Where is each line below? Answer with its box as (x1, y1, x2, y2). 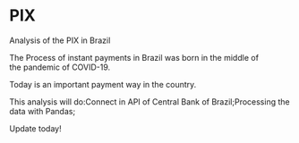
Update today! (9, 122, 62, 134)
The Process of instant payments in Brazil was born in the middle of (9, 52, 260, 63)
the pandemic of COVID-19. (9, 62, 111, 72)
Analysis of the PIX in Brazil (9, 35, 111, 46)
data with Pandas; (9, 105, 76, 116)
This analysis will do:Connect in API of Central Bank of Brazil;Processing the (9, 96, 290, 107)
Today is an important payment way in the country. (9, 79, 197, 89)
